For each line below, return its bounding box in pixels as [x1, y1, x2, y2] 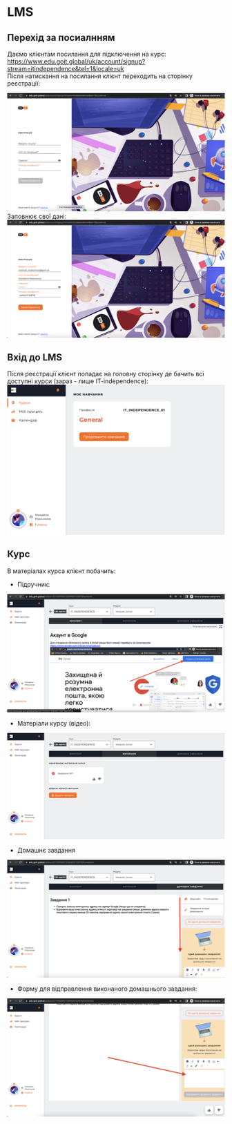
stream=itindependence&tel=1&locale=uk [7, 65, 124, 72]
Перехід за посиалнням [7, 32, 115, 43]
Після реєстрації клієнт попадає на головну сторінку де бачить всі [7, 370, 204, 378]
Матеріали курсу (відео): [17, 719, 91, 727]
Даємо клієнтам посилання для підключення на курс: [7, 50, 167, 58]
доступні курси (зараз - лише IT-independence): [7, 377, 148, 385]
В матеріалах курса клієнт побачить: [7, 567, 116, 575]
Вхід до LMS [7, 351, 63, 363]
